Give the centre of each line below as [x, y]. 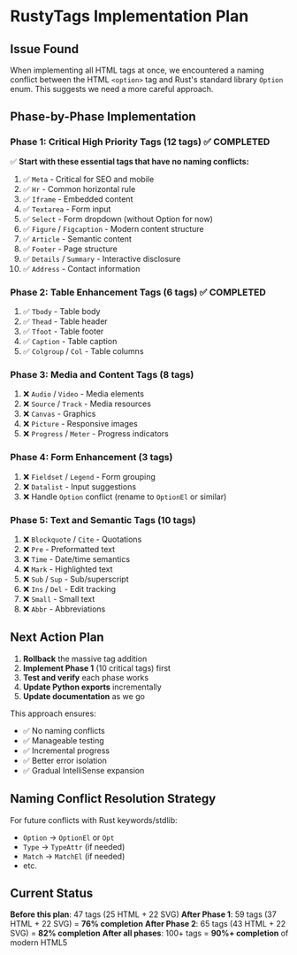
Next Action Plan [57, 638]
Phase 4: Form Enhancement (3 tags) [91, 458]
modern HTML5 [39, 943]
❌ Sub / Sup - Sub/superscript [76, 579]
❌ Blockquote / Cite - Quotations [82, 539]
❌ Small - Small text [59, 598]
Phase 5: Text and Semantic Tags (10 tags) [103, 520]
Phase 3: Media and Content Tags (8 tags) [102, 374]
